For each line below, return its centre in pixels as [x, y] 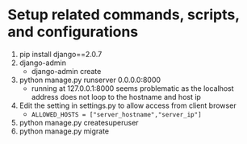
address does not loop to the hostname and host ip [116, 97]
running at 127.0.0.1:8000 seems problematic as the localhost [133, 88]
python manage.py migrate [64, 131]
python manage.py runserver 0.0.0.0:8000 [90, 80]
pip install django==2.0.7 [61, 54]
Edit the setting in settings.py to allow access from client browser [128, 105]
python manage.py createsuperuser [79, 122]
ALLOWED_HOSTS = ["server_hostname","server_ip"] [117, 114]
